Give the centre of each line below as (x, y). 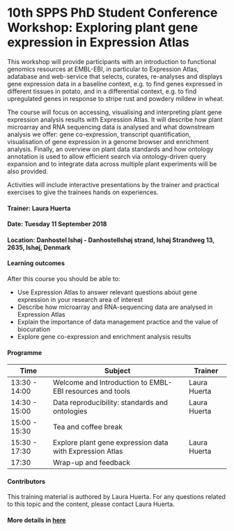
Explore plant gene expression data (110, 443)
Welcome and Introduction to (100, 383)
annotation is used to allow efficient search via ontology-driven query (107, 156)
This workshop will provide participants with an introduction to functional (112, 61)
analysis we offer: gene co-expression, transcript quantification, (99, 134)
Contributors (26, 481)
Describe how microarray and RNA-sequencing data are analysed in (115, 307)
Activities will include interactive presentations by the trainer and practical (113, 184)
